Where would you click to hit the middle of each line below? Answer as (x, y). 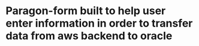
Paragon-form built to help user (86, 11)
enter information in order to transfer (99, 23)
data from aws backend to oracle (89, 36)
